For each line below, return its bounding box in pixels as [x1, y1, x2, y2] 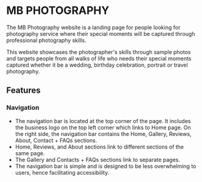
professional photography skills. [6, 36, 86, 44]
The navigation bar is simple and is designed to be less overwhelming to [15, 162, 197, 170]
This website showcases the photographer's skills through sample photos [6, 48, 191, 55]
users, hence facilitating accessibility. [15, 169, 110, 176]
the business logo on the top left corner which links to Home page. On [15, 124, 192, 131]
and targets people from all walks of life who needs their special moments [6, 55, 192, 62]
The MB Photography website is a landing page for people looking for [6, 24, 181, 31]
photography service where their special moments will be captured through [6, 30, 195, 37]
